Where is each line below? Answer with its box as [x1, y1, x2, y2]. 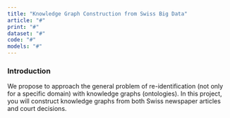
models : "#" [7, 43, 42, 50]
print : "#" [7, 23, 40, 30]
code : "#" [7, 37, 37, 44]
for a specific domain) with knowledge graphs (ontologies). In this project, [7, 89, 222, 98]
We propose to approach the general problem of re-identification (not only [7, 82, 224, 91]
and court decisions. [7, 105, 67, 113]
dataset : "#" [7, 29, 46, 37]
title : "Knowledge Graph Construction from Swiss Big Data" [7, 10, 188, 18]
